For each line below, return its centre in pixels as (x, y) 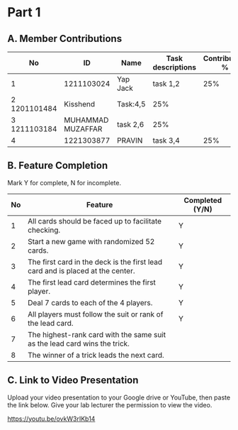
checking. (44, 230)
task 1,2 (166, 84)
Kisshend (79, 104)
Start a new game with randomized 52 (91, 241)
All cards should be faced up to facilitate (95, 221)
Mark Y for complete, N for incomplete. (64, 182)
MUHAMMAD (86, 120)
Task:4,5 (131, 104)
